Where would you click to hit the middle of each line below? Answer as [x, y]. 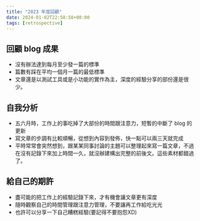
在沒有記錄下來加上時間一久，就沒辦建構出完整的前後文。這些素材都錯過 [104, 153]
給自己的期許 [30, 182]
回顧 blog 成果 [32, 49]
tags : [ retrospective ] [35, 23]
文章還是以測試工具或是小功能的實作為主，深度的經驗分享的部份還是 [99, 79]
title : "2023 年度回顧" [34, 12]
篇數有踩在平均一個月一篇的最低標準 [60, 72]
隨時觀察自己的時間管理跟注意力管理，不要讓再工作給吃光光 [89, 204]
